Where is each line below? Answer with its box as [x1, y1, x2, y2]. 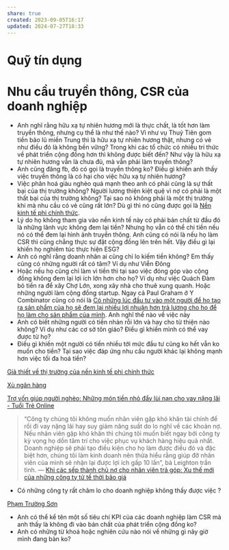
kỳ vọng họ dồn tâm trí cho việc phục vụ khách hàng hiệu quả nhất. [23, 436, 214, 444]
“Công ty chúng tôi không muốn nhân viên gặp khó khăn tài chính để [23, 414, 218, 422]
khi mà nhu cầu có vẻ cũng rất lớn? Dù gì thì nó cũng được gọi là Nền [16, 201, 212, 209]
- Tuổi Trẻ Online [7, 401, 55, 409]
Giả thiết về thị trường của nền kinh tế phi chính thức [7, 368, 155, 376]
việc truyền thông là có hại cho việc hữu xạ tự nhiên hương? [16, 172, 186, 180]
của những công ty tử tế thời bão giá [23, 473, 126, 481]
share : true [7, 10, 41, 17]
